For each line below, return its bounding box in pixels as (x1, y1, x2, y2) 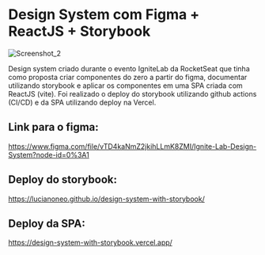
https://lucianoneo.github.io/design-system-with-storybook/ (8, 194, 206, 204)
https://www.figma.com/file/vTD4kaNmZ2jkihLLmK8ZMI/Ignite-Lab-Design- (8, 141, 257, 151)
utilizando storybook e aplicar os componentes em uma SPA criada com (8, 81, 243, 90)
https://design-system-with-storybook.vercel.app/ (8, 238, 172, 247)
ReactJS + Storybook (8, 22, 151, 40)
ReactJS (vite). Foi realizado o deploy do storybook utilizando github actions (8, 89, 257, 98)
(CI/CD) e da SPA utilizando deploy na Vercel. (8, 97, 157, 107)
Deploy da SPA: (8, 216, 85, 230)
